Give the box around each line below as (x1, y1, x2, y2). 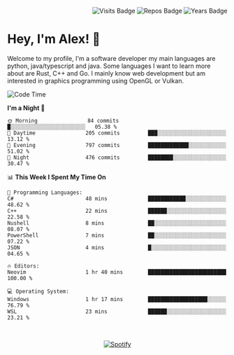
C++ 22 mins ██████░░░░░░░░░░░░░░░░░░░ (7, 207, 227, 214)
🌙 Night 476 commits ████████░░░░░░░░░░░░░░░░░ (7, 154, 227, 161)
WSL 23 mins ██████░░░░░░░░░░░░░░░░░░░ (7, 308, 227, 315)
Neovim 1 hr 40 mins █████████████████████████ (7, 268, 227, 276)
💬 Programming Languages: (7, 189, 82, 196)
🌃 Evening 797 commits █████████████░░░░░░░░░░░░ (7, 141, 227, 148)
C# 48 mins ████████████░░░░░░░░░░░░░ (7, 195, 227, 202)
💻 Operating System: (7, 288, 70, 295)
